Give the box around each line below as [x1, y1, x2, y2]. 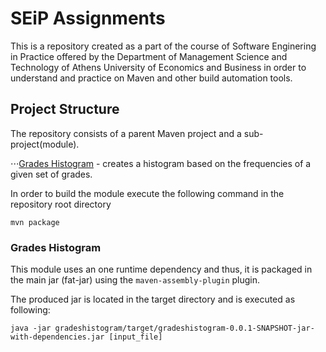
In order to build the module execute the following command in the [10, 187, 285, 199]
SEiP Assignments [10, 7, 166, 30]
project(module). [10, 138, 80, 150]
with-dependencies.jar [10, 332, 105, 342]
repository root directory [10, 198, 112, 210]
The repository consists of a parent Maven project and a [10, 127, 242, 139]
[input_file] [108, 332, 163, 342]
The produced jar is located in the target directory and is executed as [10, 293, 296, 306]
